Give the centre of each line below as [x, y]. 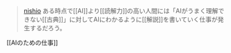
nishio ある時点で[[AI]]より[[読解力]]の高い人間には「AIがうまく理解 [121, 11]
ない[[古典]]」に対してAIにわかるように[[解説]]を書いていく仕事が [124, 19]
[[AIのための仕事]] [32, 43]
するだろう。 [48, 28]
